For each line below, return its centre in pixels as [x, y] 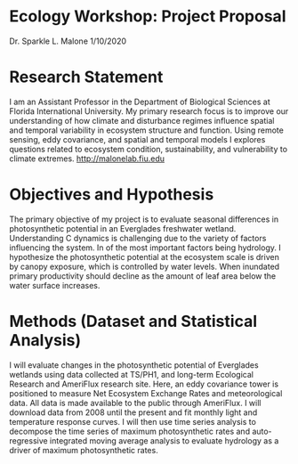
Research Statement [86, 77]
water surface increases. [55, 285]
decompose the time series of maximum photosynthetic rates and [130, 431]
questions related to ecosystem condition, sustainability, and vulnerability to [148, 149]
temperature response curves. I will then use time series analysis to [133, 421]
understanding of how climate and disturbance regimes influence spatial [142, 120]
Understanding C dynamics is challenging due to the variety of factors [138, 238]
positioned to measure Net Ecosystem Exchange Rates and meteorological [146, 393]
